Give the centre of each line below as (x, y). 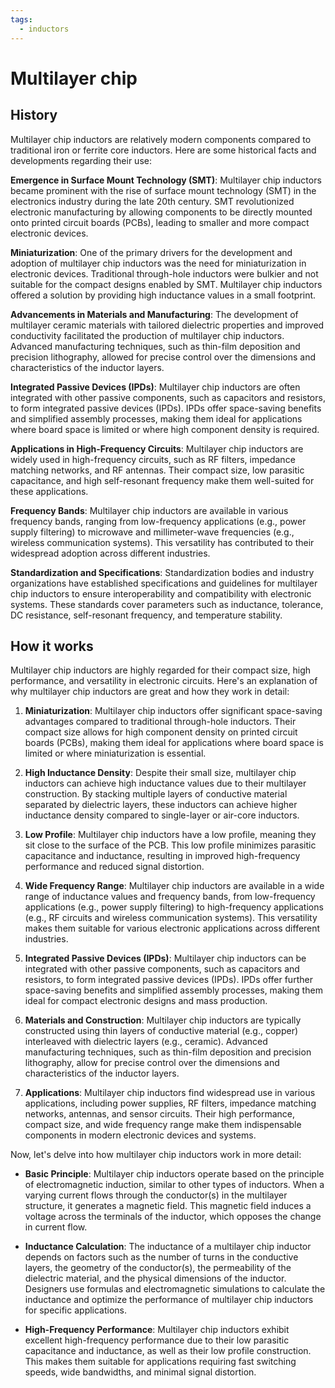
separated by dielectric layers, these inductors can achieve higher (161, 805)
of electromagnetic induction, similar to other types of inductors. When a (174, 1185)
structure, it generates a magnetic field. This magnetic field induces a (168, 1206)
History (34, 115)
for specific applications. (76, 1310)
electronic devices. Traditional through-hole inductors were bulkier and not (164, 273)
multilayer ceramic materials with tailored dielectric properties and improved (167, 325)
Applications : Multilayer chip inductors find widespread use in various (170, 1093)
